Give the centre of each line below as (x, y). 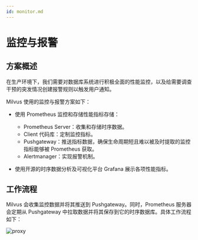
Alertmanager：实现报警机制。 (61, 156)
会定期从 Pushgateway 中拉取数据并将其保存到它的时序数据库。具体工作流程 (99, 212)
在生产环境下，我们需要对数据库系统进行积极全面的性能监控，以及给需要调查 (99, 82)
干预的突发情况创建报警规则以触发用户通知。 (60, 89)
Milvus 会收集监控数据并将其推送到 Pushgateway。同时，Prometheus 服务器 (99, 205)
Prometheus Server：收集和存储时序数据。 (75, 127)
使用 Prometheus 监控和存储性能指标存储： (67, 114)
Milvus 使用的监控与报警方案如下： (48, 102)
